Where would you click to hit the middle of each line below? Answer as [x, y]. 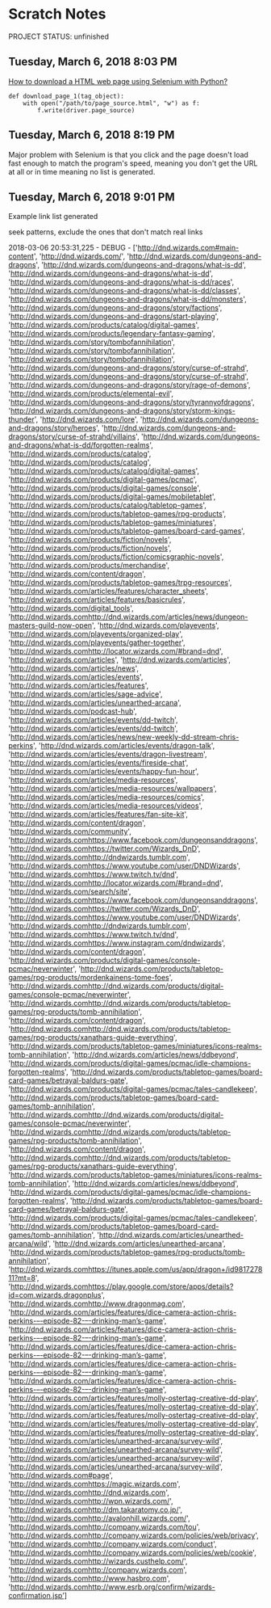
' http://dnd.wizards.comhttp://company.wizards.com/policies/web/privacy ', [134, 1535]
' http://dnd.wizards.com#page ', [60, 1475]
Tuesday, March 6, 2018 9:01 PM [92, 197]
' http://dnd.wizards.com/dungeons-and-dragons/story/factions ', [115, 308]
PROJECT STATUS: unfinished [59, 36]
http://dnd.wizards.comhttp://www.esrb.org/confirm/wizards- [113, 1587]
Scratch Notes [57, 14]
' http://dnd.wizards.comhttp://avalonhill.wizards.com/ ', [100, 1518]
